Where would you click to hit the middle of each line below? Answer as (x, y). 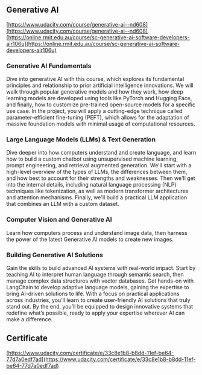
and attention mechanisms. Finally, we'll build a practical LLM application (97, 197)
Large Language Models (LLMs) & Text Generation (81, 139)
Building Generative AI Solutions (55, 255)
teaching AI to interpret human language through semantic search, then (95, 274)
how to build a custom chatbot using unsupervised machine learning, (92, 159)
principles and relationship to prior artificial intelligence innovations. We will (100, 85)
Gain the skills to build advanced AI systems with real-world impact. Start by (101, 268)
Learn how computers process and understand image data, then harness (97, 232)
